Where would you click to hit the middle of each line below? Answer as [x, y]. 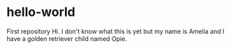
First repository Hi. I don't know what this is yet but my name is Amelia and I [115, 31]
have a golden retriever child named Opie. [67, 38]
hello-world [41, 12]
